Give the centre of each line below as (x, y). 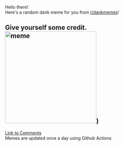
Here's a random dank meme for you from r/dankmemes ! (62, 12)
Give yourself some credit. (46, 28)
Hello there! (17, 7)
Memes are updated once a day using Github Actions (58, 138)
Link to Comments (23, 133)
